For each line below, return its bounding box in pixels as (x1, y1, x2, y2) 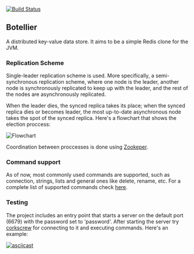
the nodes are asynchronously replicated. (6, 91, 106, 98)
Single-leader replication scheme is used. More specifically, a (6, 72, 155, 79)
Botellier (6, 22, 37, 32)
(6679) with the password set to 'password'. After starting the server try (6, 218, 179, 225)
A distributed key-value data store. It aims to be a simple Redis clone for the (6, 38, 189, 45)
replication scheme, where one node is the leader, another (39, 78, 179, 85)
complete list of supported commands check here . (6, 184, 128, 191)
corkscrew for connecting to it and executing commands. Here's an (6, 224, 168, 231)
